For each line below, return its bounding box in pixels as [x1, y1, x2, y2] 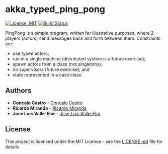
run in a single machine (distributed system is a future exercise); [12, 55, 146, 61]
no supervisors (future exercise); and [12, 66, 90, 72]
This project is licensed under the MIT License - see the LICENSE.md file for [5, 138, 163, 144]
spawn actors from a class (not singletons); [12, 61, 103, 67]
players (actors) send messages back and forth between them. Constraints [5, 35, 161, 41]
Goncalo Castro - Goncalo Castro [12, 100, 83, 106]
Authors [5, 87, 32, 95]
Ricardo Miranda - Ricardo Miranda [12, 105, 87, 111]
